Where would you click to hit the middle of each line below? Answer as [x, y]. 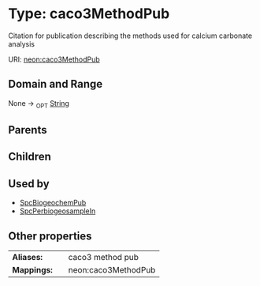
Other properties [50, 236]
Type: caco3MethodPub [89, 14]
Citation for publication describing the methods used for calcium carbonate [130, 36]
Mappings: [33, 269]
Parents [28, 130]
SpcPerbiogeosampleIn [58, 211]
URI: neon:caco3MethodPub [54, 59]
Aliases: [28, 257]
